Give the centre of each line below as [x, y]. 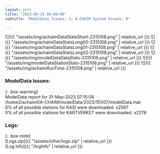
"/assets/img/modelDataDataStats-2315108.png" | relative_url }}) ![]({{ [82, 58]
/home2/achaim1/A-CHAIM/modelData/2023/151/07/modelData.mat [73, 102]
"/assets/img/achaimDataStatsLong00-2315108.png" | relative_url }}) [81, 42]
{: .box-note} [18, 136]
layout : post [18, 10]
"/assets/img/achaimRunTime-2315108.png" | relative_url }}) [66, 68]
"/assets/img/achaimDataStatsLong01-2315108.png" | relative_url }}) [80, 48]
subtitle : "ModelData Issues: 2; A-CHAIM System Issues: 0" [68, 19]
